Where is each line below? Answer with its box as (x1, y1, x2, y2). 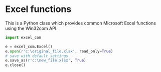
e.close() (5, 62, 26, 68)
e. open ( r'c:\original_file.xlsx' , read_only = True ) (5, 48, 113, 53)
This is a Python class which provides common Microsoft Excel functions (5, 20, 156, 26)
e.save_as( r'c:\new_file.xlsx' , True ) (5, 58, 86, 63)
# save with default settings (5, 53, 69, 58)
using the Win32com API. (5, 25, 58, 31)
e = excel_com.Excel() (5, 44, 53, 49)
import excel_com (5, 35, 42, 40)
